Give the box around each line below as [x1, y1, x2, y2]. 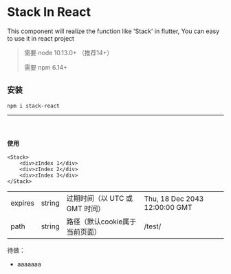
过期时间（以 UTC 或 [66, 194, 133, 204]
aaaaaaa [16, 260, 41, 268]
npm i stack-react [7, 102, 60, 109]
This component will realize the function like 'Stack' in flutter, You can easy [7, 27, 220, 35]
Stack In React [7, 4, 91, 20]
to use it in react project [7, 34, 74, 42]
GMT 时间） [66, 204, 105, 214]
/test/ [144, 222, 162, 231]
